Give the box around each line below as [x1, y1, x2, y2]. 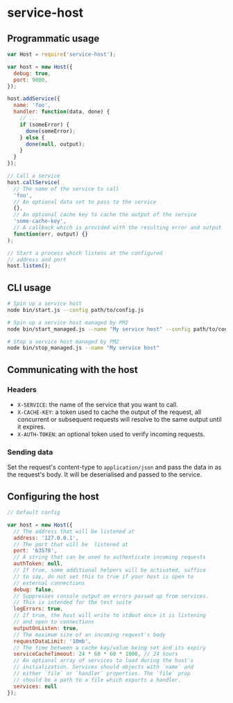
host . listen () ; [7, 263, 51, 270]
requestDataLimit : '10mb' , [13, 638, 92, 645]
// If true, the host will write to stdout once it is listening [13, 612, 207, 619]
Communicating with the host [7, 363, 139, 376]
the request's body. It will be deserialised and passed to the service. [7, 470, 202, 479]
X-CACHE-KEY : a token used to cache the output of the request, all [17, 408, 202, 416]
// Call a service [7, 172, 60, 179]
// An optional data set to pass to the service [13, 198, 157, 206]
